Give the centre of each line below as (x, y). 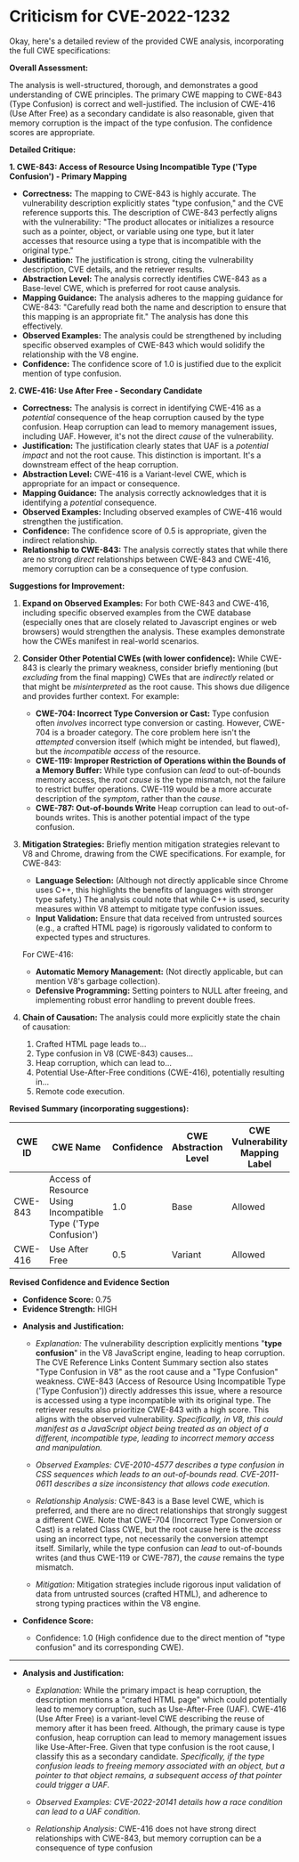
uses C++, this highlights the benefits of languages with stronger (154, 890)
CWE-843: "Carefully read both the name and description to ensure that (154, 307)
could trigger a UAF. (73, 1785)
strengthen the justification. (73, 521)
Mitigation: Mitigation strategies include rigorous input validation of (158, 1584)
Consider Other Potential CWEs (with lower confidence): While (140, 658)
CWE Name (77, 1147)
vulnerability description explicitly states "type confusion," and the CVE (153, 203)
